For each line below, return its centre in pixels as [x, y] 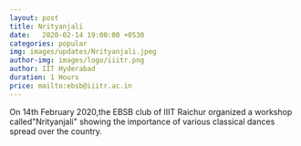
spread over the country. [56, 131]
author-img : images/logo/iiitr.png [77, 60]
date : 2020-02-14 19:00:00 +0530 [77, 35]
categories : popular [49, 43]
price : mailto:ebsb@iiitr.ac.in [71, 86]
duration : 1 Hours [44, 78]
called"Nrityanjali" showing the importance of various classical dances [142, 121]
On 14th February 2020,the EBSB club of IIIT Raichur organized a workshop [151, 111]
